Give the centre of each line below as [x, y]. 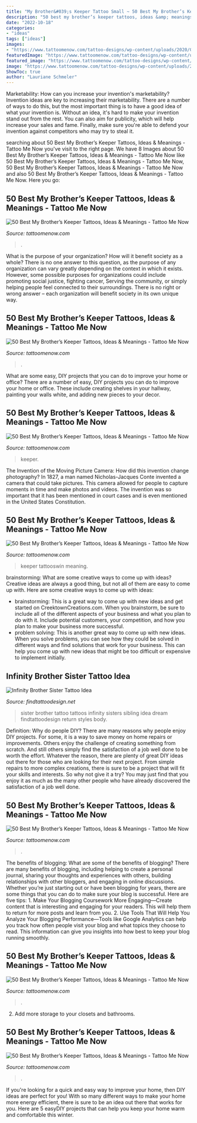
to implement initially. [40, 658]
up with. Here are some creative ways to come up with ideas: [80, 590]
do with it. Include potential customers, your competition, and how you [100, 620]
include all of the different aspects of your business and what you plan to [103, 614]
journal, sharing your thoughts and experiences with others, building [89, 875]
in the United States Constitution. [46, 502]
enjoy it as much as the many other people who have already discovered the [98, 781]
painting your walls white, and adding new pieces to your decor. [83, 394]
